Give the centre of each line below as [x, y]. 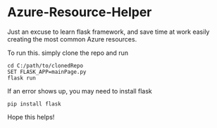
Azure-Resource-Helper [80, 12]
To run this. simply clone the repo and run [68, 53]
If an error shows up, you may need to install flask [80, 91]
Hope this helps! [31, 117]
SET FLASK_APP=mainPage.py [47, 72]
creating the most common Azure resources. [72, 39]
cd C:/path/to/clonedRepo [45, 65]
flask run [22, 78]
